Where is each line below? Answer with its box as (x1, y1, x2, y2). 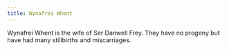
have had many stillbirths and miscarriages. (7, 35, 131, 44)
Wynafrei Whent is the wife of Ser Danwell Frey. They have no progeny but (7, 29, 220, 37)
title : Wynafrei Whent (7, 10, 73, 17)
